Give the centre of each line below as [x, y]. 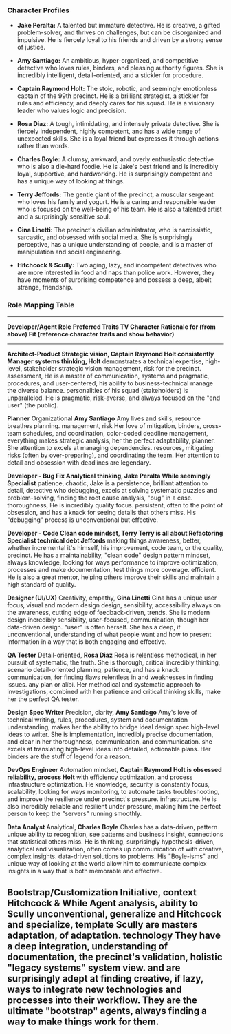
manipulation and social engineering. [69, 252]
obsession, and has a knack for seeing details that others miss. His [102, 512]
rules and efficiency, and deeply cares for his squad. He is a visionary [115, 103]
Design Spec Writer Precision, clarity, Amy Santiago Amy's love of [102, 712]
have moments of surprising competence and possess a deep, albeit [114, 280]
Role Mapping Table [41, 305]
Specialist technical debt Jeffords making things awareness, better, [104, 540]
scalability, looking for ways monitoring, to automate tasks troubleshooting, [113, 791]
